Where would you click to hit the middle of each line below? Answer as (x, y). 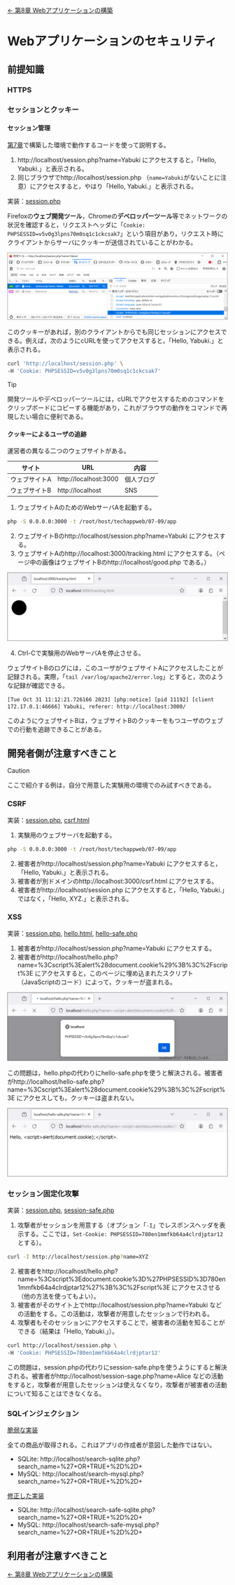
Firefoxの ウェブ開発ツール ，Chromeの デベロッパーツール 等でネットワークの (117, 215)
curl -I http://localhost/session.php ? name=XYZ (78, 1257)
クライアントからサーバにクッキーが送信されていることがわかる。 (102, 242)
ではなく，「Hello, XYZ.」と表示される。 (75, 898)
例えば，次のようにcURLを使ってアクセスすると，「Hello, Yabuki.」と (124, 341)
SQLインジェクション (43, 1413)
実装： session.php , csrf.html (48, 820)
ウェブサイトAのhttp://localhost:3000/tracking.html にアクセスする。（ (118, 553)
